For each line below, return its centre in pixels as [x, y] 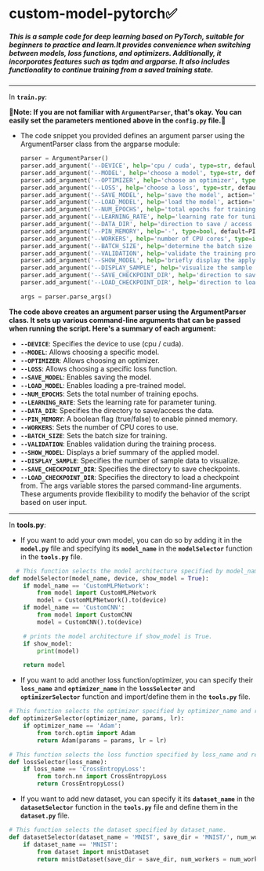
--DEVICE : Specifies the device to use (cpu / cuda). [102, 343]
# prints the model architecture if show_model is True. [118, 636]
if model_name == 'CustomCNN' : [74, 608]
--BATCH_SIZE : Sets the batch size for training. [94, 435]
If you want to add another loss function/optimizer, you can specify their [137, 680]
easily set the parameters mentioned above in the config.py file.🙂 [118, 121]
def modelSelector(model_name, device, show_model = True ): [109, 578]
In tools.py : [27, 525]
